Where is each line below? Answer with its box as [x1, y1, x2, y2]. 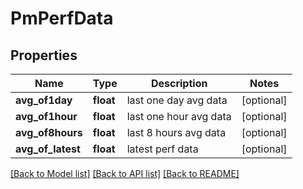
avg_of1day [15, 93, 73, 107]
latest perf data [126, 142, 199, 156]
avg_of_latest [15, 142, 81, 156]
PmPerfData [10, 7, 114, 30]
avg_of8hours [15, 126, 83, 139]
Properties [10, 47, 78, 64]
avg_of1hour [15, 110, 78, 123]
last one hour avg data [126, 110, 232, 123]
